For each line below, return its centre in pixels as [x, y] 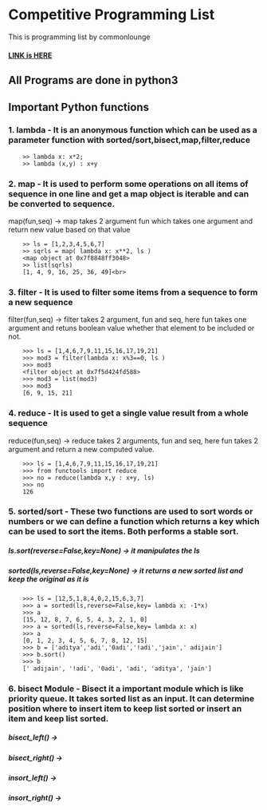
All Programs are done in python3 [93, 80]
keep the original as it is [49, 579]
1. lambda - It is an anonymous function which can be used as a [133, 130]
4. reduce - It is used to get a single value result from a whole [128, 413]
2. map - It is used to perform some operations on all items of [128, 184]
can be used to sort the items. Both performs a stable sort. [124, 531]
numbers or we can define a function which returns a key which [134, 522]
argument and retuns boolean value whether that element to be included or [132, 328]
